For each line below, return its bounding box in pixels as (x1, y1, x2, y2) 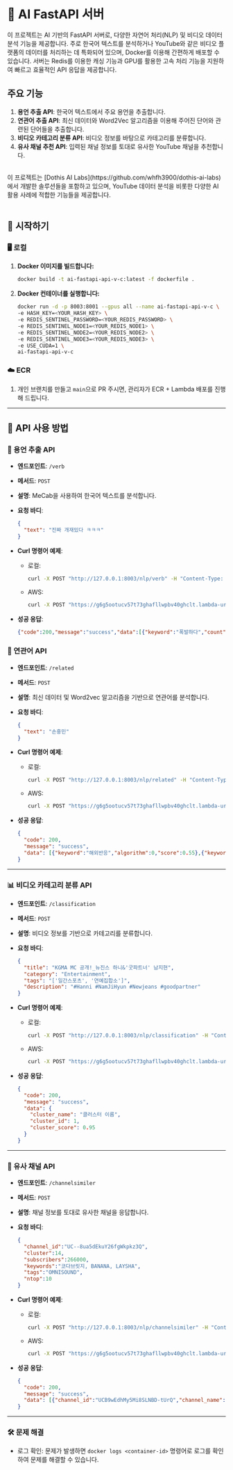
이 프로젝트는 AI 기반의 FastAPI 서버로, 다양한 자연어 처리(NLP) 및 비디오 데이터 (7, 31, 223, 39)
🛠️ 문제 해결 (7, 1428, 44, 1437)
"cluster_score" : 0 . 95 (30, 1124, 96, 1131)
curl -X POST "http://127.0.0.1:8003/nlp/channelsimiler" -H (27, 1324, 208, 1332)
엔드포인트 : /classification (17, 899, 96, 907)
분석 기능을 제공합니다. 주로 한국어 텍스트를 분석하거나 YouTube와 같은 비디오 (7, 39, 217, 47)
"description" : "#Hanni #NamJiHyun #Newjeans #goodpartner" (24, 983, 201, 991)
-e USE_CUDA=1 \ (17, 342, 64, 349)
